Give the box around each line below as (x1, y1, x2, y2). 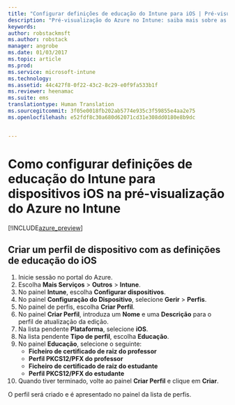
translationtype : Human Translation (8, 101, 114, 108)
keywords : (8, 23, 37, 30)
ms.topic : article (8, 56, 61, 63)
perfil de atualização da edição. (17, 318, 109, 326)
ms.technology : (8, 75, 52, 82)
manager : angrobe (8, 43, 59, 49)
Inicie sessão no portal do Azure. (17, 273, 113, 282)
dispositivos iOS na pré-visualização (8, 185, 225, 201)
